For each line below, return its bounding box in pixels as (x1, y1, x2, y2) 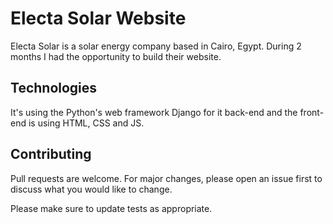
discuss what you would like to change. (10, 183, 173, 195)
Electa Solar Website (10, 7, 187, 30)
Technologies (10, 80, 98, 97)
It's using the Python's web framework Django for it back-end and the (10, 106, 298, 118)
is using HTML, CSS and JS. (28, 117, 145, 129)
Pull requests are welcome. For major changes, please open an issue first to (10, 172, 323, 184)
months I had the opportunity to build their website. (10, 50, 222, 62)
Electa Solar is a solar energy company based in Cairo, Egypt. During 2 (10, 40, 302, 52)
